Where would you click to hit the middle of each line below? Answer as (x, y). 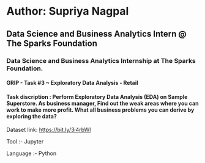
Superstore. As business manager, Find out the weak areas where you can (102, 103)
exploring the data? (32, 116)
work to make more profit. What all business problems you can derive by (100, 110)
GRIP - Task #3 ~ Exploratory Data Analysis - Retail (73, 83)
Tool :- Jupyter (25, 142)
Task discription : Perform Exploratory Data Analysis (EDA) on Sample (97, 96)
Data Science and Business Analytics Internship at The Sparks (101, 60)
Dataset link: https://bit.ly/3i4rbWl (49, 130)
